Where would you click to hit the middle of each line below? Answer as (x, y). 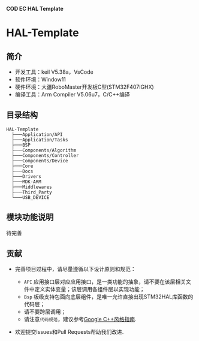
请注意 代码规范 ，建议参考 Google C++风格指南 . (80, 319)
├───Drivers (27, 176)
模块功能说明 (30, 217)
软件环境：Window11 (40, 79)
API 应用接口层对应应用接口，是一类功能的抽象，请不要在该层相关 (105, 282)
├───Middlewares (32, 187)
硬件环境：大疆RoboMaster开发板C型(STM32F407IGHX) (84, 87)
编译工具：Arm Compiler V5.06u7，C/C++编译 (72, 94)
